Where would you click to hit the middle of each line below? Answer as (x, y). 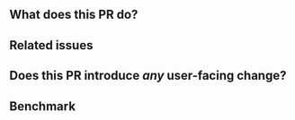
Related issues (51, 45)
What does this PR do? (74, 15)
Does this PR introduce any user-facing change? (148, 76)
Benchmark (43, 106)
